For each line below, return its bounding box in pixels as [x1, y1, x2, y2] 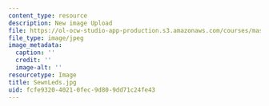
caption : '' [15, 49, 56, 57]
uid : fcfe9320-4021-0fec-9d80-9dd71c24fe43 [8, 85, 156, 94]
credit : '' [15, 57, 52, 65]
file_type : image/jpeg [8, 33, 84, 42]
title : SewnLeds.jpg [8, 78, 78, 86]
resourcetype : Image [8, 71, 78, 79]
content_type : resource [8, 11, 88, 20]
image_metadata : [8, 41, 62, 49]
